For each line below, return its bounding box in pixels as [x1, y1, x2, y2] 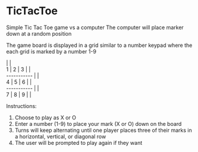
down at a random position [6, 30, 72, 37]
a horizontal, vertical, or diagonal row [14, 132, 106, 140]
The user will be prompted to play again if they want [14, 139, 143, 146]
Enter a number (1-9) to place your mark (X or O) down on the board [14, 120, 182, 127]
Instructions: [6, 102, 37, 109]
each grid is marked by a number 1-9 [6, 47, 97, 55]
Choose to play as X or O [14, 114, 76, 121]
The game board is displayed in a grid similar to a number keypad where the [6, 42, 193, 49]
